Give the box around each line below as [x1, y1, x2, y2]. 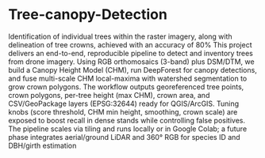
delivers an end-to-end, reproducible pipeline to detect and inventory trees [8, 48, 254, 58]
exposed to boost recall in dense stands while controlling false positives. [8, 115, 246, 125]
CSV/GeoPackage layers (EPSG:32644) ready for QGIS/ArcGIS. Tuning [8, 99, 240, 108]
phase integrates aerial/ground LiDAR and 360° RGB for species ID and [8, 132, 240, 141]
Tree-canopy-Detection [8, 6, 168, 24]
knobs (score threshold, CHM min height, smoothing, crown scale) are [8, 107, 238, 116]
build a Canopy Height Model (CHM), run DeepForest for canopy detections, [8, 65, 258, 74]
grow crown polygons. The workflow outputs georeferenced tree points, [8, 81, 244, 92]
